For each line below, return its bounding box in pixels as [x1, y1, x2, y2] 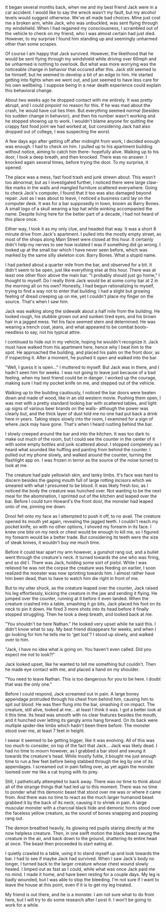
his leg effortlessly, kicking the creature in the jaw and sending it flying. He [5, 590, 158, 596]
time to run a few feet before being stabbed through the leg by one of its [5, 758, 153, 764]
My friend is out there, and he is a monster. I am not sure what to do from [5, 892, 155, 897]
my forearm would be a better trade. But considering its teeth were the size [5, 535, 159, 540]
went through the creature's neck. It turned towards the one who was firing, [5, 554, 160, 560]
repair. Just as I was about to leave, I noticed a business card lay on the [5, 195, 151, 201]
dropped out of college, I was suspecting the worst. [5, 129, 111, 134]
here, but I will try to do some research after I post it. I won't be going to [5, 897, 152, 903]
